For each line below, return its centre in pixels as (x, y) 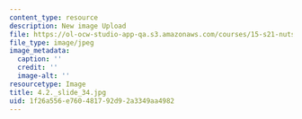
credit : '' (38, 68)
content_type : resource (54, 17)
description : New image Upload (68, 26)
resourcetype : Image (48, 84)
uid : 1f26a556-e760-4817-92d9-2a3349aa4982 (92, 101)
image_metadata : (40, 51)
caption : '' (40, 59)
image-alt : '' (44, 76)
